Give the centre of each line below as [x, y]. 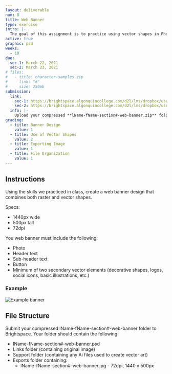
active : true [19, 39]
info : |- [19, 111]
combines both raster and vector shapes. [49, 197]
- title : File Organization [40, 154]
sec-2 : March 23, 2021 [34, 67]
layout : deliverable [27, 10]
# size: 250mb [25, 86]
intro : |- [16, 29]
